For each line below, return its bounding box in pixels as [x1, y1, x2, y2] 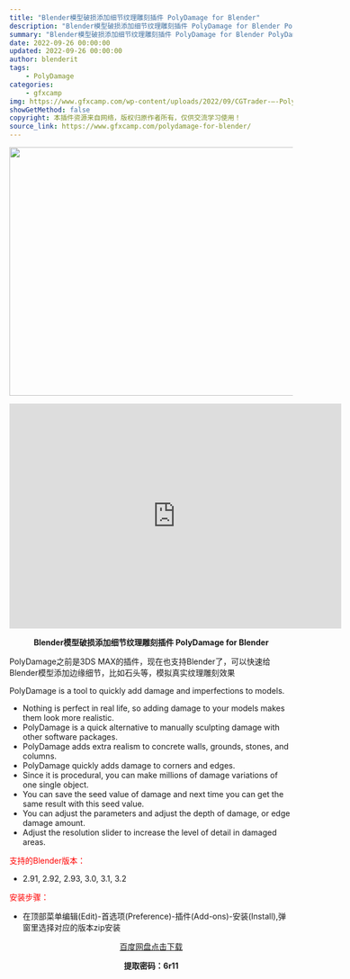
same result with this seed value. [22, 798, 145, 809]
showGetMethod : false [9, 105, 91, 114]
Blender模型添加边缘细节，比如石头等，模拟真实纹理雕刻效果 [9, 668, 236, 678]
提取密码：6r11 [123, 960, 179, 971]
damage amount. [22, 818, 85, 828]
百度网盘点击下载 [120, 941, 183, 952]
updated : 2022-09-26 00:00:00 [9, 47, 123, 56]
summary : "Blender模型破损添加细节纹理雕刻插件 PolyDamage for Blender [9, 30, 265, 39]
